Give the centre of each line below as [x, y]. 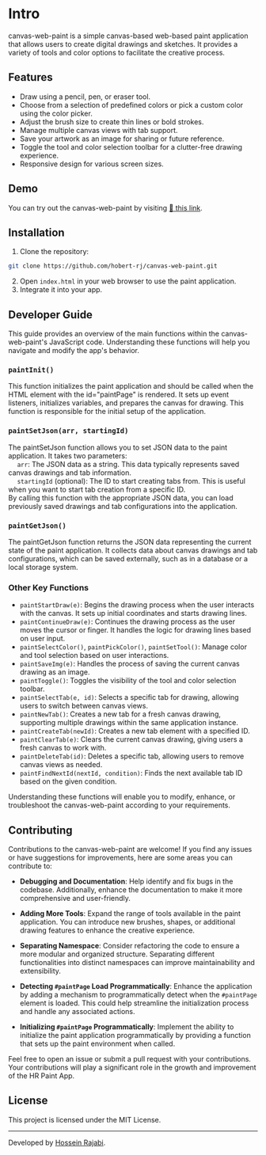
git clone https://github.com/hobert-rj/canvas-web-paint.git [113, 266]
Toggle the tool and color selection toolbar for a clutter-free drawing [131, 146]
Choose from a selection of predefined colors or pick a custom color [131, 104]
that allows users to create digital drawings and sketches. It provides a [123, 44]
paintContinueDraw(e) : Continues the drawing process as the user [127, 621]
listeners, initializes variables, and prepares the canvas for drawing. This [126, 403]
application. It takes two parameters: [68, 455]
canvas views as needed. [61, 765]
